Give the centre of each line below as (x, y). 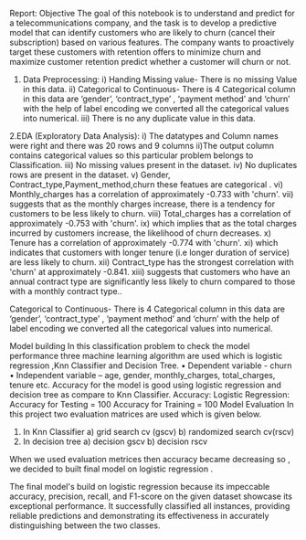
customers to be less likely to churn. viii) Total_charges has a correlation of (150, 213)
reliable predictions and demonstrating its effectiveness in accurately (139, 516)
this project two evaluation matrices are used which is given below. (136, 414)
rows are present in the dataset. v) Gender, (90, 175)
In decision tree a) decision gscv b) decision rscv (115, 441)
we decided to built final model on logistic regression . (111, 469)
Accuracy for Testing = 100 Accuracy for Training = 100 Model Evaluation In (152, 404)
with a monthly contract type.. (66, 291)
